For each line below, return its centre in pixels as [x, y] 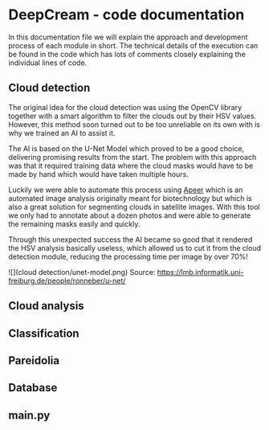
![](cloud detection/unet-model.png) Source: [82, 272]
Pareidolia [34, 360]
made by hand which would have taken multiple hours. [98, 174]
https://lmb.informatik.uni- [200, 272]
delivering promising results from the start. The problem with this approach [132, 157]
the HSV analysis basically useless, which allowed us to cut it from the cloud [134, 248]
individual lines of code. [48, 63]
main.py [29, 415]
